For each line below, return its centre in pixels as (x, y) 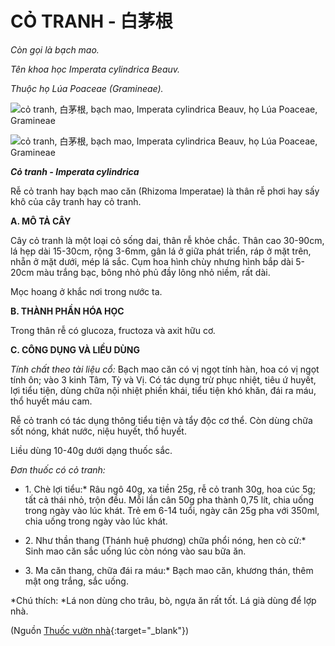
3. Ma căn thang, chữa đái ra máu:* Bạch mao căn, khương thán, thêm (169, 570)
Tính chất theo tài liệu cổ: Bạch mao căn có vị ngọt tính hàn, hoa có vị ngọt (165, 369)
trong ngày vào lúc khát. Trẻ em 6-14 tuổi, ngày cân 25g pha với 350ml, (172, 510)
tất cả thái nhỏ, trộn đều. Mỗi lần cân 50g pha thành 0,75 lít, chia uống (169, 499)
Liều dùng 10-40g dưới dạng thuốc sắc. (91, 450)
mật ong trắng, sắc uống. (76, 581)
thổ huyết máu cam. (51, 401)
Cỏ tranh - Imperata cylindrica (75, 171)
